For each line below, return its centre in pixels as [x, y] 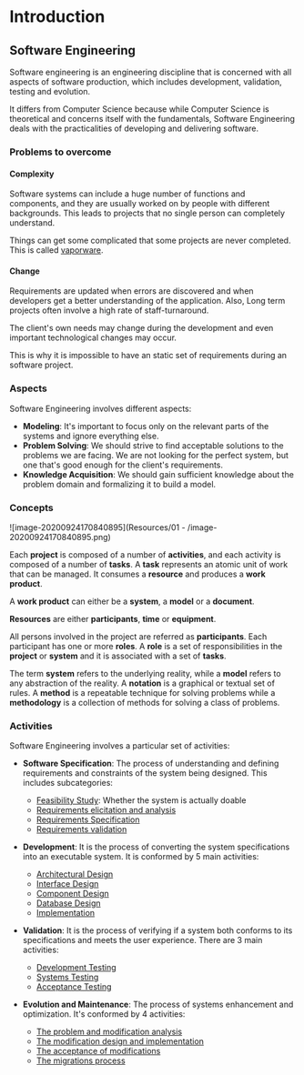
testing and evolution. [50, 91]
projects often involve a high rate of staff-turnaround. [109, 310]
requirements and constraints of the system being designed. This [145, 773]
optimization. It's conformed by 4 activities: [104, 1014]
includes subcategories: [68, 783]
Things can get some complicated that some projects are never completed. [150, 241]
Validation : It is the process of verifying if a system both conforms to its [157, 930]
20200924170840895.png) [60, 537]
